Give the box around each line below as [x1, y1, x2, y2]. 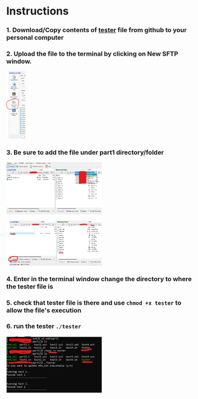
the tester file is [6, 282, 53, 291]
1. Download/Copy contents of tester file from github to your [6, 26, 187, 34]
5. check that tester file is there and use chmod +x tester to [6, 298, 182, 307]
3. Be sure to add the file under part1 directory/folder [6, 148, 165, 157]
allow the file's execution [6, 306, 82, 314]
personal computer [6, 33, 64, 42]
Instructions [6, 4, 69, 18]
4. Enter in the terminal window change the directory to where [6, 274, 192, 283]
